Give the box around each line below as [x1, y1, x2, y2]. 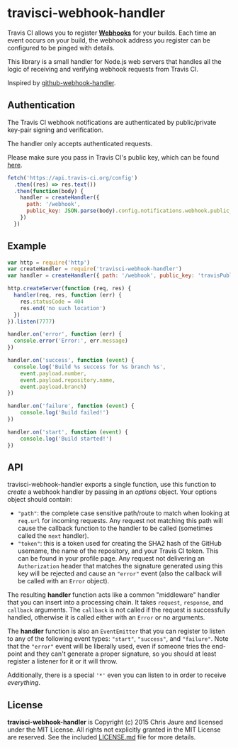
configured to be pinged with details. [7, 43, 115, 52]
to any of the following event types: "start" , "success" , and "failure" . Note [7, 634, 229, 643]
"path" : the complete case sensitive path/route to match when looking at [17, 509, 230, 517]
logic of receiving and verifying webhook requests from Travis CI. [7, 65, 199, 73]
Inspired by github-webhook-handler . [7, 78, 116, 87]
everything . [7, 678, 41, 687]
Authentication [7, 99, 76, 111]
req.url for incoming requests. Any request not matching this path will [17, 517, 223, 525]
